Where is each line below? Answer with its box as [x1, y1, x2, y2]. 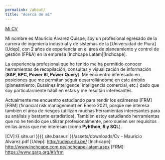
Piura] [144, 40, 156, 46]
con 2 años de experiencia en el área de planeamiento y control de [21, 46, 160, 52]
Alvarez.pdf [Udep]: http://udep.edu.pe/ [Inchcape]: [5, 138, 112, 145]
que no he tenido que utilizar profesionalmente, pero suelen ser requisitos [5, 118, 157, 124]
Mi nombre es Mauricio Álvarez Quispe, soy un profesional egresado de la [5, 35, 157, 41]
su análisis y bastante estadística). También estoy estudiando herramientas [5, 113, 160, 119]
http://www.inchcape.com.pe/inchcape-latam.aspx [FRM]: [5, 144, 125, 150]
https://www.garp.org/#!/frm [5, 149, 64, 155]
